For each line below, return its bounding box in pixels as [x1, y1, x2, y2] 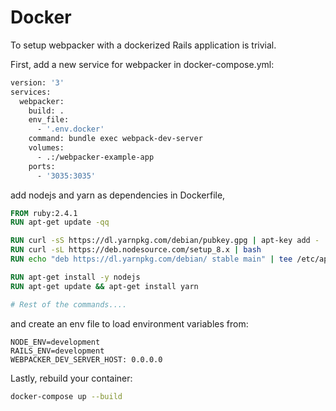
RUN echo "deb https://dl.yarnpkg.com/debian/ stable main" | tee [10, 254, 293, 265]
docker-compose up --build [10, 391, 123, 401]
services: [10, 87, 52, 97]
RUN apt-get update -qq [10, 217, 110, 228]
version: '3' [10, 77, 65, 88]
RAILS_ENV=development [10, 346, 105, 356]
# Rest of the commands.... [10, 299, 128, 310]
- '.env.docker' [36, 124, 105, 135]
